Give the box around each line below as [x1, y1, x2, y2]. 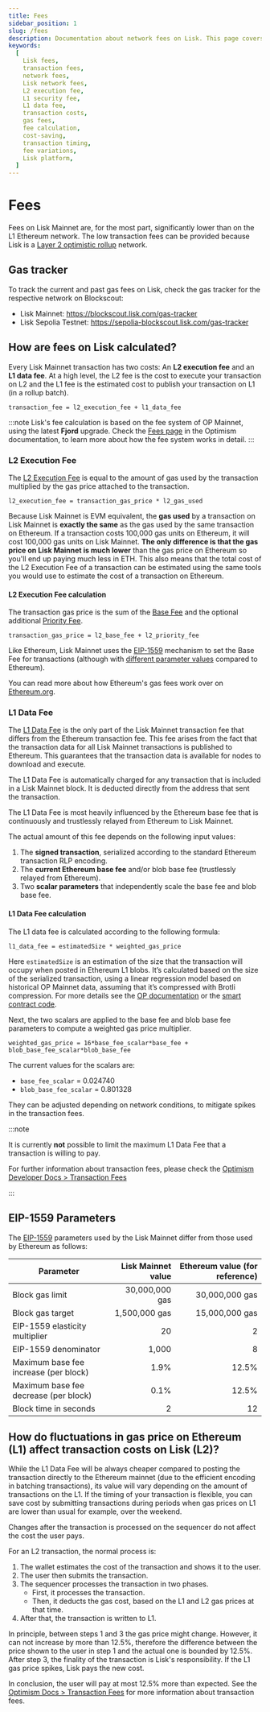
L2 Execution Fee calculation [8, 589, 107, 599]
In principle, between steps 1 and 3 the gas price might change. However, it [8, 1629, 258, 1639]
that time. [31, 1605, 64, 1615]
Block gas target [12, 1307, 75, 1318]
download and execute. [8, 759, 86, 769]
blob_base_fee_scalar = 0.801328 [19, 1084, 133, 1094]
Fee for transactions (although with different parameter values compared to [8, 654, 259, 664]
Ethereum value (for [179, 1260, 258, 1272]
